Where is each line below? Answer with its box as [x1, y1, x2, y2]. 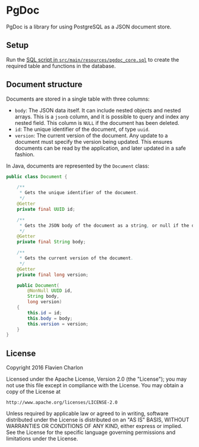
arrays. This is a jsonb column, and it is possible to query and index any [14, 113, 190, 120]
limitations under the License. [6, 435, 78, 442]
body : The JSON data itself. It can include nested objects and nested [14, 107, 181, 114]
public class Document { [6, 173, 68, 179]
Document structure [6, 79, 83, 89]
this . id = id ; [27, 310, 62, 316]
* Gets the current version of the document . [19, 255, 134, 261]
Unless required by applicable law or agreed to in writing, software [6, 410, 169, 417]
